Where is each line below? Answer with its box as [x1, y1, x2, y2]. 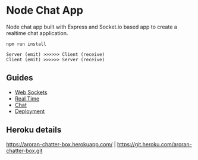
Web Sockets [14, 89, 48, 96]
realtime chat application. [6, 29, 68, 36]
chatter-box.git [6, 147, 43, 154]
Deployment [14, 108, 45, 115]
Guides [6, 73, 34, 83]
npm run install [6, 41, 46, 47]
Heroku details [6, 125, 62, 135]
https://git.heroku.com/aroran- [117, 140, 192, 148]
